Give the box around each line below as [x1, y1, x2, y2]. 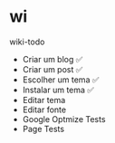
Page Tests [22, 123, 65, 134]
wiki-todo [9, 36, 45, 47]
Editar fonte [22, 104, 66, 115]
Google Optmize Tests [22, 113, 106, 124]
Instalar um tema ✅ [22, 84, 95, 95]
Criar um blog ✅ [22, 53, 83, 64]
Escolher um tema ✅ [22, 74, 100, 85]
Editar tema [22, 94, 66, 105]
